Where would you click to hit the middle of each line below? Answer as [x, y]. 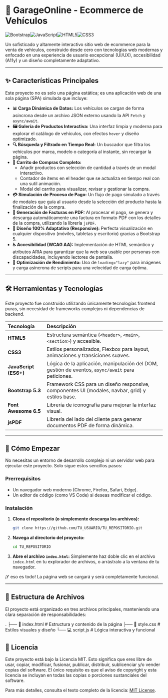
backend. [15, 314]
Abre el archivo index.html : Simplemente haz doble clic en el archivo [84, 556]
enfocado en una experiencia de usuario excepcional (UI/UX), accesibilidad [83, 55]
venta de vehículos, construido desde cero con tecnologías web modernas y [84, 50]
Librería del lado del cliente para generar [94, 419]
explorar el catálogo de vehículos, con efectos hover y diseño [75, 133]
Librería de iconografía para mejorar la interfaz [101, 405]
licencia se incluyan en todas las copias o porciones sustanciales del [76, 675]
